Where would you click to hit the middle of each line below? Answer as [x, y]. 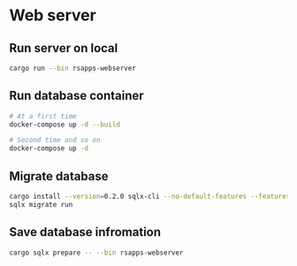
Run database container [76, 96]
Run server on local [64, 48]
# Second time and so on [55, 141]
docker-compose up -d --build [65, 125]
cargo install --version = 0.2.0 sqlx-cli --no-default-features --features [150, 196]
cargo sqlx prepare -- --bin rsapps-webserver [96, 253]
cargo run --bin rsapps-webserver [73, 68]
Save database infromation [85, 232]
